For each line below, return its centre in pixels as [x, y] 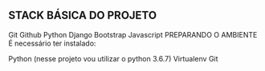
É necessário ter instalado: [52, 43]
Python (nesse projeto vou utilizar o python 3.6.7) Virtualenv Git [113, 58]
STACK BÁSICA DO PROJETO [83, 16]
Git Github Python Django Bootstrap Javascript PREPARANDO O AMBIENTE [133, 34]
